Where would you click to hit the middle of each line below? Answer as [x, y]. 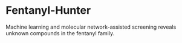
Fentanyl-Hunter [48, 10]
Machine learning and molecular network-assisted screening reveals [91, 27]
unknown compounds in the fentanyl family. [60, 33]
